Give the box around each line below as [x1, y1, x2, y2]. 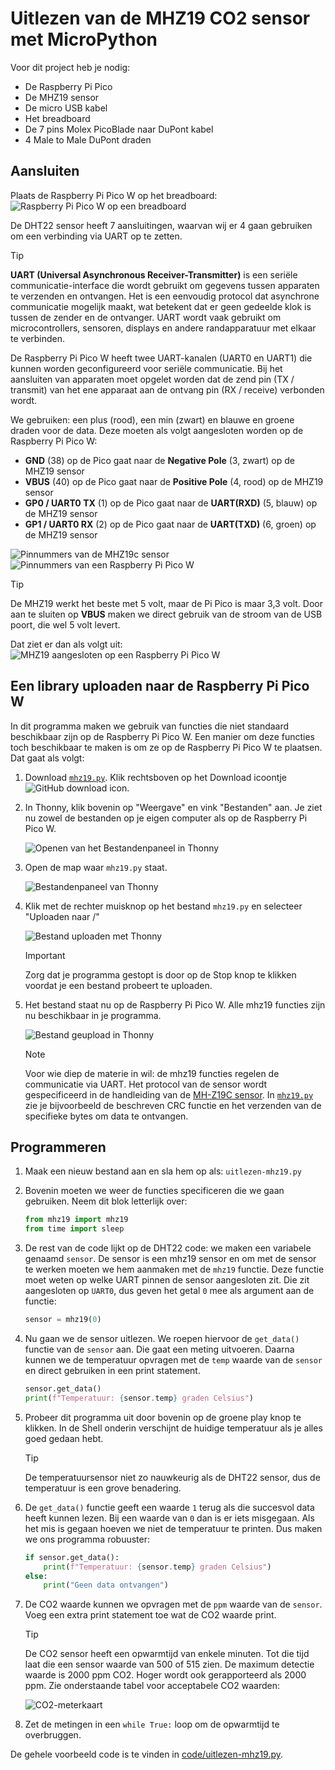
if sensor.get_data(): [24, 1552, 120, 1562]
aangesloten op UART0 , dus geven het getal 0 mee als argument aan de [24, 1285, 315, 1297]
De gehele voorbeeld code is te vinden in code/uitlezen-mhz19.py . [10, 1748, 284, 1761]
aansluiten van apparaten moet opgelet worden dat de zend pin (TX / [10, 373, 295, 385]
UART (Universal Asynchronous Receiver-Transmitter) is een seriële [10, 268, 298, 281]
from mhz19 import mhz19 [24, 1215, 129, 1225]
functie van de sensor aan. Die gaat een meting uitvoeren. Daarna [24, 1343, 295, 1355]
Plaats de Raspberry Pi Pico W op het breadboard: [10, 189, 218, 201]
